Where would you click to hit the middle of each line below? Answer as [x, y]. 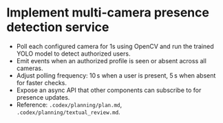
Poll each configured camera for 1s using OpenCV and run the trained [115, 46]
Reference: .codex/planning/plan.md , [69, 104]
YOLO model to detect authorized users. [73, 54]
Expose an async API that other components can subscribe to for [109, 90]
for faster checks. [41, 82]
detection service [58, 27]
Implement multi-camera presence [108, 13]
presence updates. [43, 97]
